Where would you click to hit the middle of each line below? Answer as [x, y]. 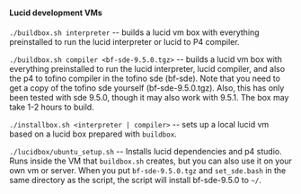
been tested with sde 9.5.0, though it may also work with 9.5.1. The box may [149, 98]
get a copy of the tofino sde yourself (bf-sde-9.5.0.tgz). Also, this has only [147, 88]
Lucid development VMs [56, 13]
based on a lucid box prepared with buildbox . [93, 134]
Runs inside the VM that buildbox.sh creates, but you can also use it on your [150, 161]
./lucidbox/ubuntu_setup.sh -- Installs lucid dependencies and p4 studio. [146, 152]
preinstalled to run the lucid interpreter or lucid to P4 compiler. [124, 42]
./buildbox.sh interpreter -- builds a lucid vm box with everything [134, 32]
